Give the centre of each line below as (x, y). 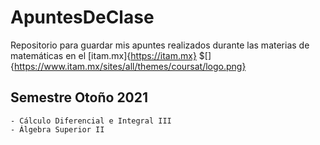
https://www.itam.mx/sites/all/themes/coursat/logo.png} (130, 66)
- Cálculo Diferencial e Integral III (91, 121)
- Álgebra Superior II (57, 129)
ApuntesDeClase (82, 17)
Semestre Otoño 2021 (79, 97)
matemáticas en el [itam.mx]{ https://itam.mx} (103, 55)
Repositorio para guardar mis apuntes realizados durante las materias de (160, 45)
